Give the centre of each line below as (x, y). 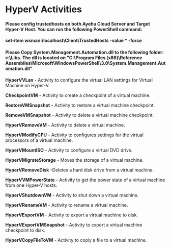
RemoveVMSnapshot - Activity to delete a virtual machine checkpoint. (80, 115)
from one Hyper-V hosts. (31, 185)
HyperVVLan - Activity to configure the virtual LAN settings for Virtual (79, 80)
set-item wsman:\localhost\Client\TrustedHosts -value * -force (74, 41)
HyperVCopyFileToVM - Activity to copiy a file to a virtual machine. (76, 240)
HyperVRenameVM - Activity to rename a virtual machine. (67, 205)
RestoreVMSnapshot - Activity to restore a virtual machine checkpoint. (80, 105)
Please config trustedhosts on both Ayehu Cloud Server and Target (78, 23)
